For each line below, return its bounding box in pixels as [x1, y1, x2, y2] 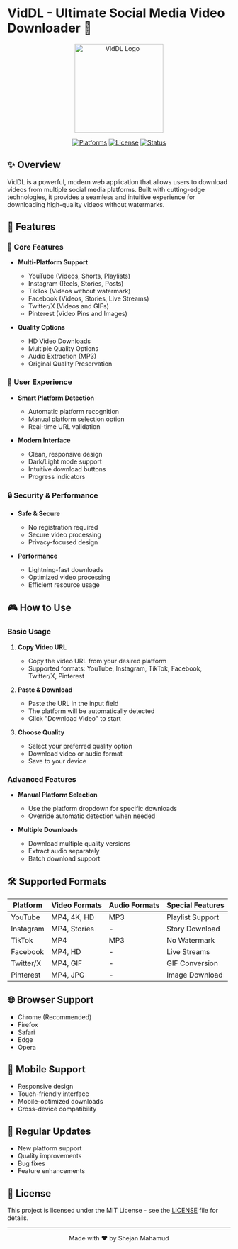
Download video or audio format [28, 749, 123, 758]
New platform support [17, 1144, 82, 1153]
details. [7, 1214, 29, 1222]
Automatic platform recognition [28, 407, 119, 415]
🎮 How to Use [7, 602, 72, 614]
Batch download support [28, 854, 101, 863]
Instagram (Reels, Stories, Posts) [28, 279, 124, 288]
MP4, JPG [51, 970, 85, 980]
